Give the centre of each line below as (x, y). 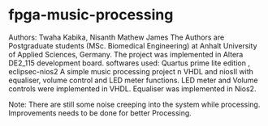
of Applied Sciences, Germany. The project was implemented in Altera (126, 54)
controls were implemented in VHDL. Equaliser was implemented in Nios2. (132, 88)
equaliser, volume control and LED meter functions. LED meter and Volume (133, 80)
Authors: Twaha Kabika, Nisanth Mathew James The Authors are (117, 37)
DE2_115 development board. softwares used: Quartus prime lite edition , (129, 63)
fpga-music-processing (91, 15)
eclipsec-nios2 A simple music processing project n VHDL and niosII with (131, 71)
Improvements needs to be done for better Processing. (100, 113)
